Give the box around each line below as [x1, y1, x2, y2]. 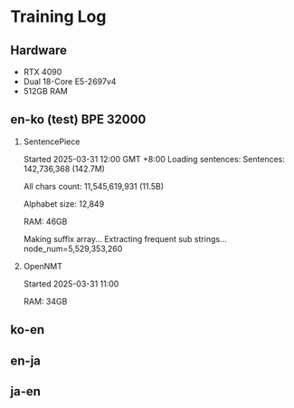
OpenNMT [23, 260, 62, 271]
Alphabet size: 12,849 [23, 198, 105, 209]
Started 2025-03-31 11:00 [23, 278, 119, 289]
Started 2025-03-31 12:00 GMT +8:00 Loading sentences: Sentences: [23, 153, 286, 164]
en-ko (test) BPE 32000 [10, 112, 147, 128]
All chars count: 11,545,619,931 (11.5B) [23, 180, 165, 191]
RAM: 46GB [23, 216, 68, 227]
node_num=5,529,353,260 [23, 243, 123, 254]
